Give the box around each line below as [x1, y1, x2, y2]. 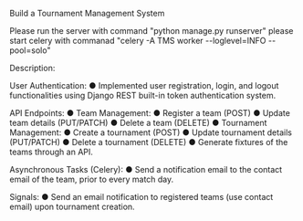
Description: [9, 63, 56, 73]
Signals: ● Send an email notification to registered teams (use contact [9, 192, 274, 202]
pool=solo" [9, 45, 51, 56]
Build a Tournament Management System [9, 8, 165, 18]
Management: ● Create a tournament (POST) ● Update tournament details [9, 127, 292, 138]
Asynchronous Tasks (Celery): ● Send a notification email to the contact [9, 164, 283, 174]
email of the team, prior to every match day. [9, 174, 174, 184]
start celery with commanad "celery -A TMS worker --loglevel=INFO [9, 36, 266, 46]
